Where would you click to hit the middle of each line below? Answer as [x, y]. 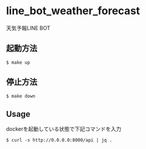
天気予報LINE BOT [28, 28]
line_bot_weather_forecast [73, 11]
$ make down [21, 96]
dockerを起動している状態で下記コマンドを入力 [64, 129]
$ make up [18, 62]
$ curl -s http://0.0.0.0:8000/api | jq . [59, 140]
